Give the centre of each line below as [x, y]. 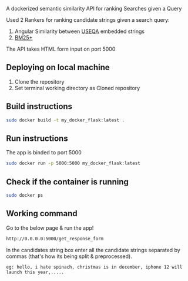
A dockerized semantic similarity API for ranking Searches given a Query [94, 9]
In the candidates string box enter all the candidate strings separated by [93, 250]
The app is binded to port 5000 [44, 153]
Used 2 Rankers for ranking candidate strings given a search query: [88, 20]
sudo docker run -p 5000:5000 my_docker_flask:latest [73, 163]
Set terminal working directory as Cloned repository [77, 88]
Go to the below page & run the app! [50, 228]
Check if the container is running [68, 182]
